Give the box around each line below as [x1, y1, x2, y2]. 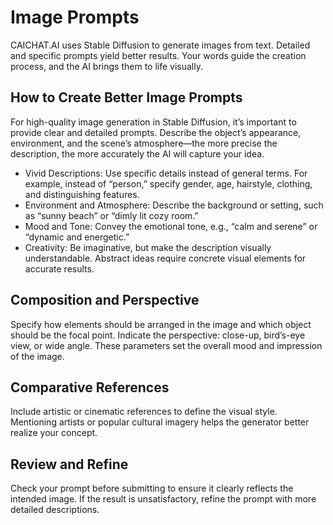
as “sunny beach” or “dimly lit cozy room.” [24, 209, 199, 221]
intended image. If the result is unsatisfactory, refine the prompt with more [10, 493, 317, 505]
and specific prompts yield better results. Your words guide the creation [10, 49, 307, 61]
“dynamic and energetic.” [24, 231, 130, 243]
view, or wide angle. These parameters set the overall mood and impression [10, 339, 323, 351]
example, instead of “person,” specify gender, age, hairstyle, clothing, [24, 177, 313, 190]
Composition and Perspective [10, 292, 200, 309]
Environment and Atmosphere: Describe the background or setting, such [24, 199, 324, 211]
